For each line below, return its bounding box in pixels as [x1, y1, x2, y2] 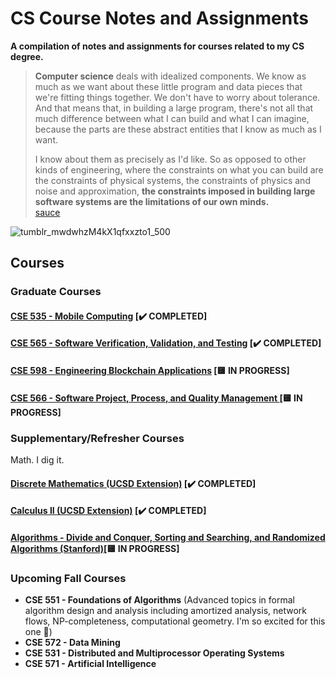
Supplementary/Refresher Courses [10, 431, 185, 445]
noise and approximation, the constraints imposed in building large [34, 185, 316, 197]
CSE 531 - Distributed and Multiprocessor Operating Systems [24, 647, 285, 659]
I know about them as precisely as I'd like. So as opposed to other [34, 153, 307, 165]
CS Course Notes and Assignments [10, 7, 309, 30]
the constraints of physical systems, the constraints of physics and [34, 174, 311, 186]
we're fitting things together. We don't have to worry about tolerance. [34, 91, 321, 103]
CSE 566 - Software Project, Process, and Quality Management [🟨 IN [10, 392, 303, 404]
